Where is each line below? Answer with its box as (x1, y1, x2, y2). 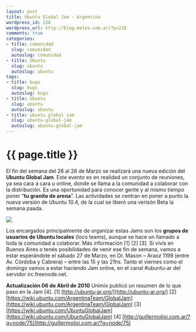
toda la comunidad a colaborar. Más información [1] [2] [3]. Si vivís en (6, 239, 174, 247)
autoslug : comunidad (11, 52, 61, 58)
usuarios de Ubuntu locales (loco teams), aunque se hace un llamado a (6, 233, 180, 240)
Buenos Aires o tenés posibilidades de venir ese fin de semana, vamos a (6, 245, 181, 252)
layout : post (6, 8, 38, 15)
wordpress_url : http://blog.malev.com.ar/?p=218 (6, 25, 127, 31)
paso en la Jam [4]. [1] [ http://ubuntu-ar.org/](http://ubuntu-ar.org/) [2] (6, 288, 177, 295)
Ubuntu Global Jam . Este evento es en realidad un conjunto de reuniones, (6, 173, 185, 180)
